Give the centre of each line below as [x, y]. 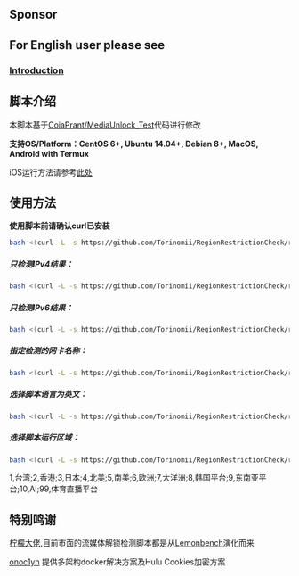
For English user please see [87, 45]
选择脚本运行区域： [44, 438]
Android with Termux [49, 153]
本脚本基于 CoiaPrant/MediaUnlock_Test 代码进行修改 [105, 125]
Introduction [36, 70]
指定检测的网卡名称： [48, 350]
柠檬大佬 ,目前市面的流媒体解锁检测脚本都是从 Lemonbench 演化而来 [132, 543]
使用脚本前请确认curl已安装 [60, 226]
